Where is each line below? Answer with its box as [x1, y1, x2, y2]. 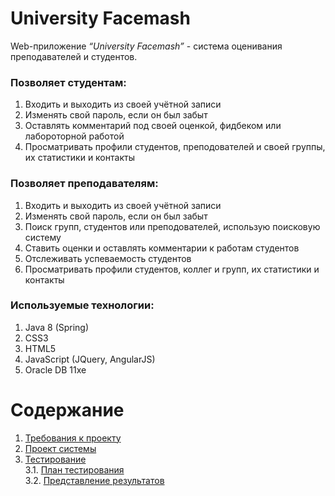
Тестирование [24, 453, 87, 465]
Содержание [10, 399, 125, 422]
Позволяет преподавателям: [10, 177, 159, 191]
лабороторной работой [24, 130, 125, 142]
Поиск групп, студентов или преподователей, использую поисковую [24, 220, 321, 232]
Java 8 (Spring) [24, 321, 90, 333]
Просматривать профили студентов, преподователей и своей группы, [24, 141, 326, 153]
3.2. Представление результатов [24, 474, 165, 486]
